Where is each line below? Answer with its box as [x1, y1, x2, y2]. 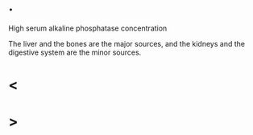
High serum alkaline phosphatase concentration [8, 23, 168, 33]
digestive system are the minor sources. [8, 47, 142, 57]
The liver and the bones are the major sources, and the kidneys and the [8, 39, 246, 48]
